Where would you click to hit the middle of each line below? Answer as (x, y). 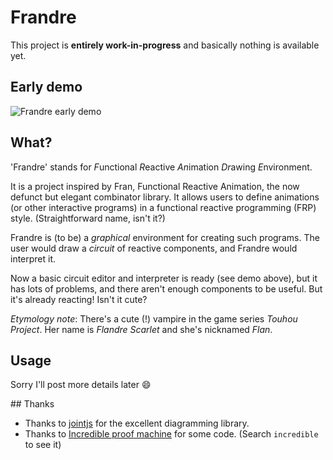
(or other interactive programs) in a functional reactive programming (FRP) (163, 207)
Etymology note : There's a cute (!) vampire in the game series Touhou (154, 318)
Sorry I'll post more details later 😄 (81, 385)
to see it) (43, 445)
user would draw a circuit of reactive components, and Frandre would (154, 248)
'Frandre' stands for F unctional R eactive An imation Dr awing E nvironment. (161, 167)
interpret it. (33, 258)
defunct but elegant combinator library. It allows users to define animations (165, 197)
